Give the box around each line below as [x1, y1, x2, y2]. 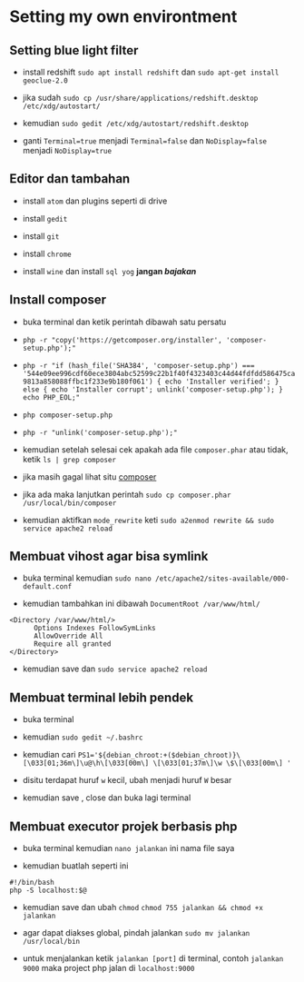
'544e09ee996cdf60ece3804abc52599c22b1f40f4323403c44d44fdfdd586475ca [22, 369, 296, 378]
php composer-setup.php [22, 411, 113, 420]
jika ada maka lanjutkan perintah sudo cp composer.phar [22, 489, 231, 500]
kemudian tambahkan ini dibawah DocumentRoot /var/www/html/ [22, 598, 260, 610]
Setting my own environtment [9, 6, 238, 27]
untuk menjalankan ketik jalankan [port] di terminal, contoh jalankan [22, 953, 284, 964]
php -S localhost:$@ [9, 886, 88, 896]
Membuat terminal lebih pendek [9, 689, 193, 705]
